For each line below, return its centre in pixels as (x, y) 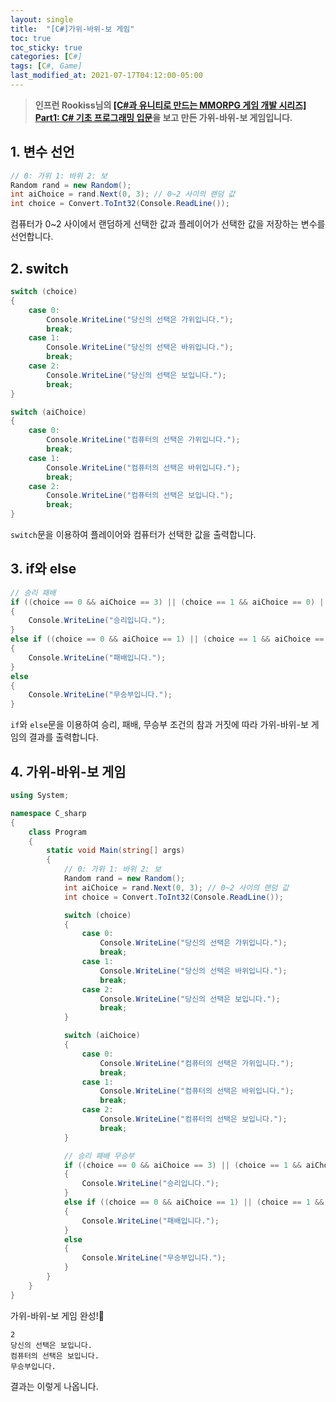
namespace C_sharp (48, 813)
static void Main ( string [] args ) (116, 851)
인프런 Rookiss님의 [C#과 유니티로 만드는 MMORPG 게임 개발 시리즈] (170, 105)
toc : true (31, 38)
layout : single (42, 19)
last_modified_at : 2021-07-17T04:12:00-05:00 (106, 76)
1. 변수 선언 (42, 152)
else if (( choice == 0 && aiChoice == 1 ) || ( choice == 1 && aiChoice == (167, 639)
